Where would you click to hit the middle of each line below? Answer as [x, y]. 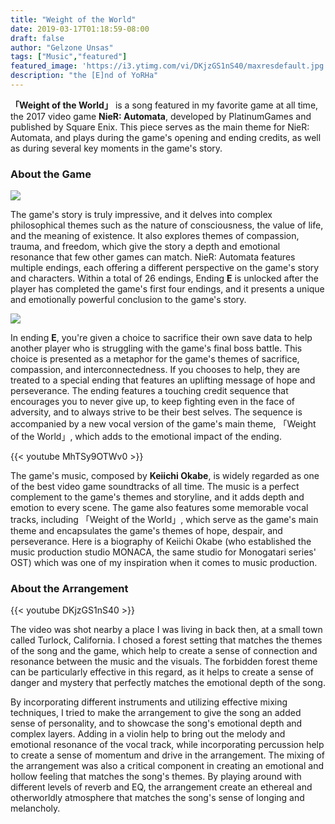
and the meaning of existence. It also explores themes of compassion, [155, 236]
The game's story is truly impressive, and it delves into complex [141, 215]
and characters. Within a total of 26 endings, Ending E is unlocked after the [164, 278]
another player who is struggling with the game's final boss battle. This [156, 348]
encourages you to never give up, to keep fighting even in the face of [152, 402]
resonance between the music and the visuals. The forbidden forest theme [164, 662]
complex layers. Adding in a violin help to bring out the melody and [148, 734]
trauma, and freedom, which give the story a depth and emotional [145, 247]
